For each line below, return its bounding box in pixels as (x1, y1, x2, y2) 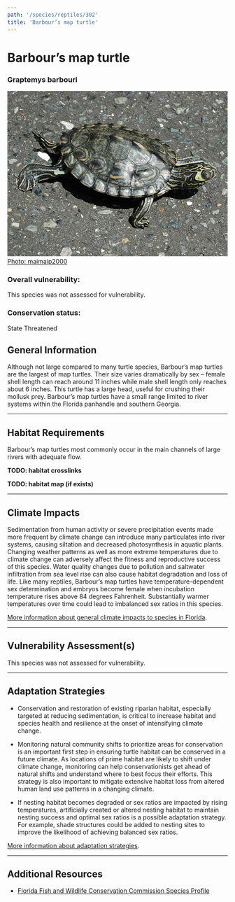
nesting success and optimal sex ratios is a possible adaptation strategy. (17, 812, 227, 822)
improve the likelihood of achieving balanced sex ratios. (17, 828, 178, 836)
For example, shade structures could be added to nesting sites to (17, 820, 205, 829)
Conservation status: (7, 308, 81, 318)
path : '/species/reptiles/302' (7, 11, 99, 18)
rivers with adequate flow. (7, 453, 82, 461)
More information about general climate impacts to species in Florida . (7, 613, 208, 622)
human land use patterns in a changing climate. (17, 784, 155, 793)
